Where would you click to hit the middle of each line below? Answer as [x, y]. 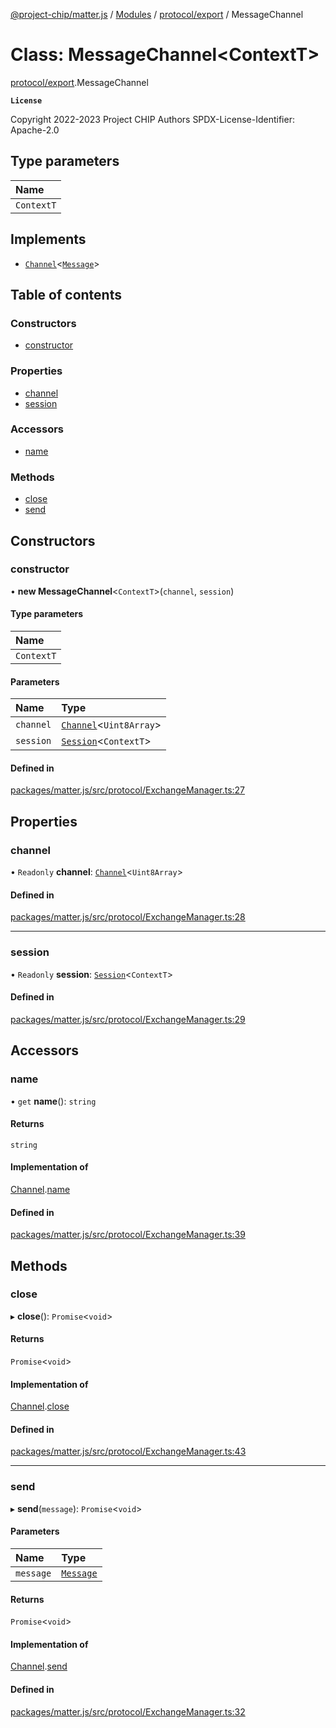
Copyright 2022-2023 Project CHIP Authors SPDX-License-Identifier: [152, 119]
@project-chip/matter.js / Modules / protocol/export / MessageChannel [157, 14]
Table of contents [66, 294]
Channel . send [39, 1666]
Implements [48, 239]
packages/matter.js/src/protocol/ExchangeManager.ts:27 [128, 790]
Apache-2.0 [35, 130]
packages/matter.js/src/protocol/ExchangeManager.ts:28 [128, 917]
